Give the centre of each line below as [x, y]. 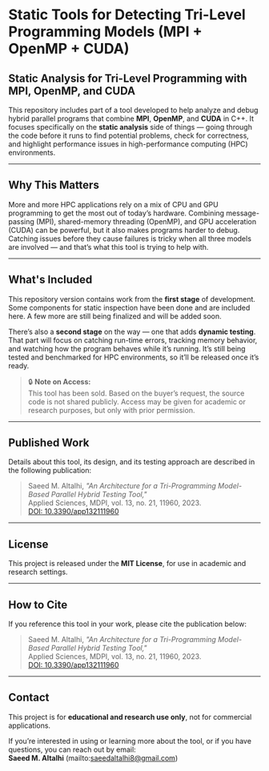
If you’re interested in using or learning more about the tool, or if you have [130, 741]
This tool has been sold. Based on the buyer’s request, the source [136, 393]
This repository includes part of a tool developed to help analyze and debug [133, 110]
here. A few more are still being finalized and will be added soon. [115, 316]
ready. [19, 365]
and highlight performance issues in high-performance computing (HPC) [128, 144]
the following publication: [50, 471]
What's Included [50, 280]
